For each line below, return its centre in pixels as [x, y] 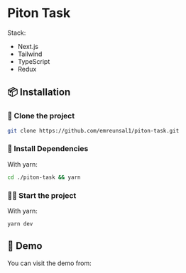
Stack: [17, 33]
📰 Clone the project [41, 116]
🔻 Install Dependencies [48, 149]
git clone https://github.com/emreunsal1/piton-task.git [93, 130]
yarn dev [20, 224]
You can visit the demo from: [49, 263]
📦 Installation [39, 93]
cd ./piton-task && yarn [44, 177]
